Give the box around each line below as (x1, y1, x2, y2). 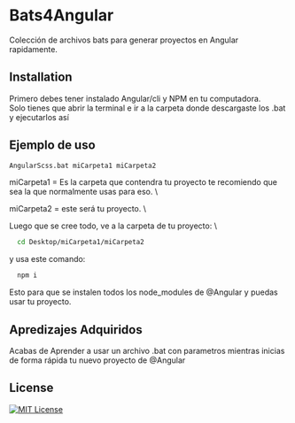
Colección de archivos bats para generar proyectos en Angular (9, 35, 239, 45)
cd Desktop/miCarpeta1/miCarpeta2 (17, 238, 144, 247)
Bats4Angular (9, 5, 114, 26)
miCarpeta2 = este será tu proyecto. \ (9, 204, 147, 214)
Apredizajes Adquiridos (9, 322, 144, 337)
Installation (9, 70, 73, 85)
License (9, 381, 54, 396)
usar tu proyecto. (9, 296, 72, 307)
